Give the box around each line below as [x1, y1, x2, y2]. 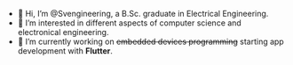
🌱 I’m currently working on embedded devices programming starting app [17, 36, 284, 47]
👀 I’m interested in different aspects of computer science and [17, 18, 242, 28]
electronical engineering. [17, 27, 109, 37]
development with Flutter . [17, 46, 114, 56]
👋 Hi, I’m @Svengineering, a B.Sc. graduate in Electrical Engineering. [17, 9, 269, 18]
